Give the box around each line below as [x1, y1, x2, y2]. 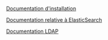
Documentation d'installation [6, 5, 77, 12]
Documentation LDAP [6, 28, 59, 35]
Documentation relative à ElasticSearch [6, 16, 102, 23]
